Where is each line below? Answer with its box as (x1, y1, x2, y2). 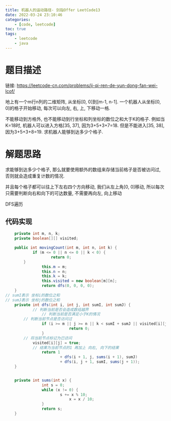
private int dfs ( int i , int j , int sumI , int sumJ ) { (14, 302, 131, 307)
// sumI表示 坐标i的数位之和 (5, 293, 60, 298)
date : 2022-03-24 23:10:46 (5, 12, 63, 17)
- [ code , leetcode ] (14, 21, 56, 27)
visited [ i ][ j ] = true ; (32, 340, 81, 345)
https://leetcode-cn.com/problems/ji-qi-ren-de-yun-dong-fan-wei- (16, 82, 158, 88)
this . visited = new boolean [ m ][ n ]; (41, 278, 117, 284)
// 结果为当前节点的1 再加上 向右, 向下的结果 (32, 345, 120, 350)
